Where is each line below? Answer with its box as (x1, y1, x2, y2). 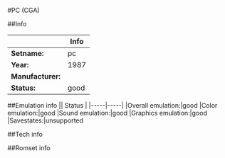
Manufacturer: (11, 72, 61, 81)
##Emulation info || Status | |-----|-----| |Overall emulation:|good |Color (7, 101, 218, 109)
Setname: (11, 49, 44, 58)
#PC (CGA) (7, 6, 41, 14)
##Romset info (7, 144, 51, 152)
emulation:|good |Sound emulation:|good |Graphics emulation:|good (7, 109, 208, 117)
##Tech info (7, 130, 43, 138)
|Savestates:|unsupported (7, 116, 84, 125)
